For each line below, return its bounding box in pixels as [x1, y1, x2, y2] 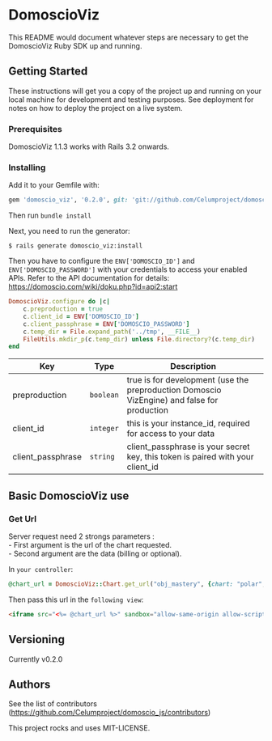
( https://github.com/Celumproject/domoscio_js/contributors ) [8, 708, 211, 718]
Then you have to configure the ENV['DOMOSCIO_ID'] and [8, 256, 196, 266]
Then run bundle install [8, 210, 91, 220]
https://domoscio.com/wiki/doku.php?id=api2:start [8, 282, 178, 292]
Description [169, 361, 217, 372]
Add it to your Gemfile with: [8, 180, 100, 190]
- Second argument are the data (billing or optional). [8, 548, 182, 559]
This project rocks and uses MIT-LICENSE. [8, 723, 151, 733]
